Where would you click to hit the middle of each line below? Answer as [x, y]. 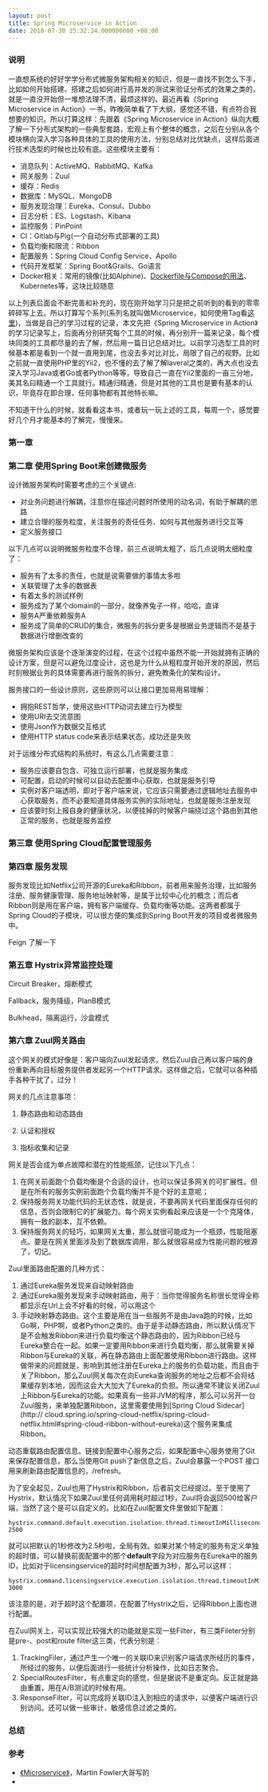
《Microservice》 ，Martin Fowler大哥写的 [85, 1772]
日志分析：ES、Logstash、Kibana [75, 216]
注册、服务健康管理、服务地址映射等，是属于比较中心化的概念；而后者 [124, 895]
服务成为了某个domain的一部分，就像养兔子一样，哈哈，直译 [119, 605]
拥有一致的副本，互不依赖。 [65, 1221]
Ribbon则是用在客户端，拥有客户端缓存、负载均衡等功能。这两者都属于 [125, 906]
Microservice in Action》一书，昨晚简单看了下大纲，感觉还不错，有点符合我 [132, 109]
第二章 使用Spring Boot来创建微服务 [78, 466]
